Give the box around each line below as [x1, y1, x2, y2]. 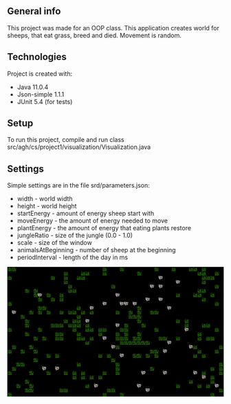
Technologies [7, 51, 67, 63]
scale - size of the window [16, 239, 93, 247]
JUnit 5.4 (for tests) [16, 97, 73, 105]
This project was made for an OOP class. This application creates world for [7, 23, 220, 32]
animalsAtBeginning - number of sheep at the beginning [16, 246, 177, 254]
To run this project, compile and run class [7, 136, 125, 144]
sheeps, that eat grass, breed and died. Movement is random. [7, 31, 182, 39]
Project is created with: [7, 69, 73, 78]
